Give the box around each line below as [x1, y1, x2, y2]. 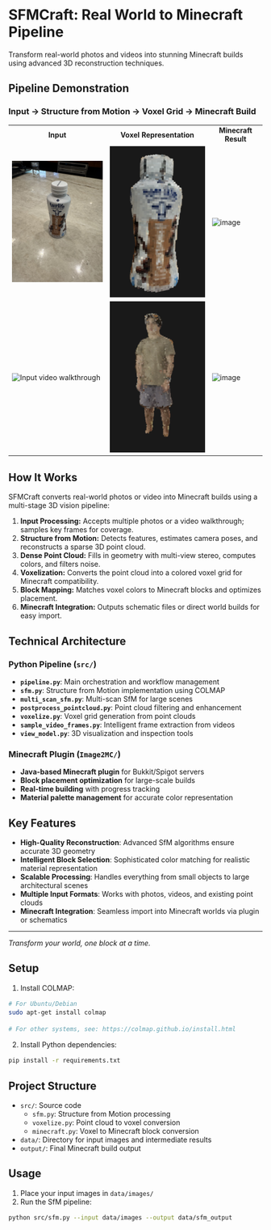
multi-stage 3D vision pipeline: [8, 501, 110, 510]
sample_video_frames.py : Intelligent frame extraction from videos [19, 720, 236, 729]
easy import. [19, 611, 62, 620]
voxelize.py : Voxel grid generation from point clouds [19, 711, 196, 721]
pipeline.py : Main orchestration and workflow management [19, 677, 219, 687]
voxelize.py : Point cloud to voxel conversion [31, 1118, 181, 1127]
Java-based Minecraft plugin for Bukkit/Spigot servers [19, 767, 205, 777]
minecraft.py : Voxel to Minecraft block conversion [31, 1126, 199, 1136]
